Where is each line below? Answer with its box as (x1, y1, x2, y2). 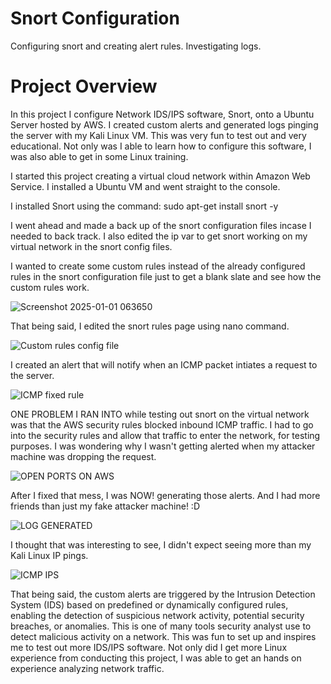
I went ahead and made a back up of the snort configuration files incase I (10, 219, 312, 231)
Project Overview (10, 75, 158, 98)
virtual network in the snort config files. (10, 240, 173, 252)
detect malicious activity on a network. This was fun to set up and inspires (10, 630, 317, 642)
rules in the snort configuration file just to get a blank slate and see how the (10, 270, 322, 282)
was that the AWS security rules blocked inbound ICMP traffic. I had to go (10, 418, 314, 431)
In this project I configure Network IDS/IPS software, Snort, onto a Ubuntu (10, 108, 315, 120)
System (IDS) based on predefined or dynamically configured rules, (10, 598, 289, 611)
